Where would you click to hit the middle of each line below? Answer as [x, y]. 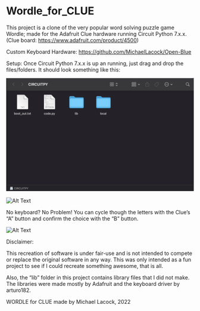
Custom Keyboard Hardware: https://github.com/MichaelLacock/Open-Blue [99, 51]
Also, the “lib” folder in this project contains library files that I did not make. [98, 278]
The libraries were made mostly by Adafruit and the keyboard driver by [93, 284]
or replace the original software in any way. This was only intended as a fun [99, 260]
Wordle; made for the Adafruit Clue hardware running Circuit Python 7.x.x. [97, 33]
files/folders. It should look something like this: [63, 69]
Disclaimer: [20, 242]
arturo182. [19, 290]
